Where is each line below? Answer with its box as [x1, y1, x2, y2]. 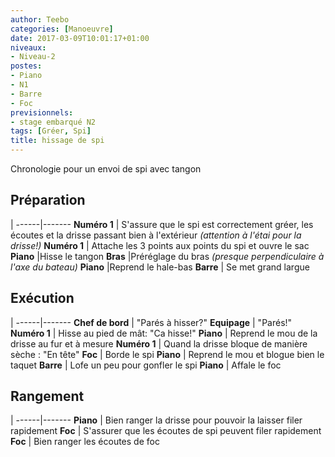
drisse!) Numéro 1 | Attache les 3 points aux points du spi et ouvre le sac [10, 239, 310, 251]
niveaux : [10, 42, 47, 53]
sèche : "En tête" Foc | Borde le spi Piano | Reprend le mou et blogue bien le [10, 348, 325, 360]
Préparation [10, 192, 86, 209]
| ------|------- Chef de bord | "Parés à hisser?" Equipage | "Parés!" [10, 316, 293, 328]
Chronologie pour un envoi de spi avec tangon [10, 163, 202, 175]
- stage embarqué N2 [10, 117, 97, 127]
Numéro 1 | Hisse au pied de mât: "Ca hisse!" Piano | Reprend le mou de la [10, 327, 318, 339]
